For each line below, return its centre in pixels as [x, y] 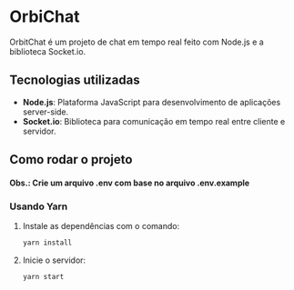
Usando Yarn [39, 206]
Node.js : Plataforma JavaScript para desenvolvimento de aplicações [152, 102]
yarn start [43, 276]
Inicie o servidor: [54, 260]
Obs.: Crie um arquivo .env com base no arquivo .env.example [130, 183]
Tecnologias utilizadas [75, 80]
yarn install [47, 243]
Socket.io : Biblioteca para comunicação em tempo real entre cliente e [154, 121]
